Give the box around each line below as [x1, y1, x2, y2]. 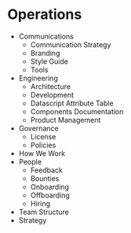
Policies [30, 140, 56, 150]
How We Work [18, 148, 66, 158]
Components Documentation [30, 106, 124, 116]
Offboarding [30, 190, 70, 200]
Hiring [30, 198, 51, 208]
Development [30, 90, 74, 99]
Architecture [30, 81, 71, 91]
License [30, 131, 56, 141]
